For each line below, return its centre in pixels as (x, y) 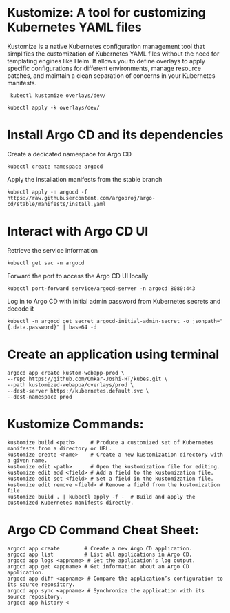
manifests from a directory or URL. (60, 448)
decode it (21, 309)
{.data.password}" (33, 327)
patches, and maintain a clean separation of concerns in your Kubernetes (111, 75)
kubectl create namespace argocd (55, 167)
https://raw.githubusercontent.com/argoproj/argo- (81, 198)
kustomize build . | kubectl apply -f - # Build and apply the (101, 497)
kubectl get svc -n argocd (46, 263)
